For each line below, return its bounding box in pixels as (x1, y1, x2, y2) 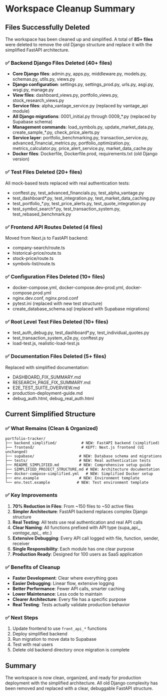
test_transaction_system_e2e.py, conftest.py (12, 335, 104, 341)
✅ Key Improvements (5, 492, 57, 499)
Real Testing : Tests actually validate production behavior (12, 602, 130, 608)
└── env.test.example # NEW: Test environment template (5, 480, 149, 485)
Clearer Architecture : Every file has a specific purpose (12, 596, 126, 602)
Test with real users (12, 641, 53, 647)
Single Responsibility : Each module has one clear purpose (12, 546, 134, 552)
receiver (12, 540, 30, 547)
